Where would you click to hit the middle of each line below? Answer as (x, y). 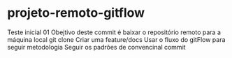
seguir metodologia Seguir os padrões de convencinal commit (97, 47)
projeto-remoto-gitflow (76, 13)
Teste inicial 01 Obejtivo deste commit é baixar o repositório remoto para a (114, 32)
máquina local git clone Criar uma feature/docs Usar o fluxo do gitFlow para (116, 39)
